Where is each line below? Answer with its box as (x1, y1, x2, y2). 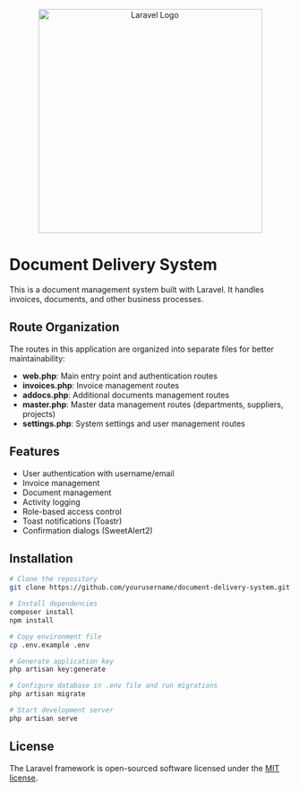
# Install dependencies (9, 599, 98, 609)
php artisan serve (9, 714, 78, 723)
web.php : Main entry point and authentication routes (21, 370, 218, 381)
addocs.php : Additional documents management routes (21, 389, 230, 400)
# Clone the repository (9, 575, 98, 584)
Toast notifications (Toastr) (21, 516, 123, 526)
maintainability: (9, 352, 65, 363)
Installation (9, 551, 73, 566)
